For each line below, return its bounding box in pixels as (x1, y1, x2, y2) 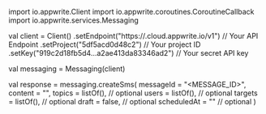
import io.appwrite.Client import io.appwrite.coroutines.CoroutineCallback (8, 7, 255, 16)
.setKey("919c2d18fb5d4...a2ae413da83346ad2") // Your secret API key (8, 49, 249, 57)
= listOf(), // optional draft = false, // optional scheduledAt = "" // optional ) (8, 97, 257, 106)
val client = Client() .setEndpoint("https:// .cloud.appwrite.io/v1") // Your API (8, 32, 259, 40)
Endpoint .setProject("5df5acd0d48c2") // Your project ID (8, 40, 201, 49)
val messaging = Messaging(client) (8, 64, 126, 74)
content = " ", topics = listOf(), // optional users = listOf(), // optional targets (8, 88, 258, 98)
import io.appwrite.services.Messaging (8, 15, 139, 25)
